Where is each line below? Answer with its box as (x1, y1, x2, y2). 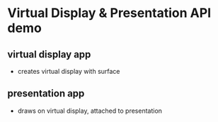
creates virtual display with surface (17, 67, 120, 75)
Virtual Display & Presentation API (7, 5, 212, 21)
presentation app (7, 87, 85, 100)
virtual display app (7, 48, 91, 60)
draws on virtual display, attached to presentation (17, 106, 163, 115)
